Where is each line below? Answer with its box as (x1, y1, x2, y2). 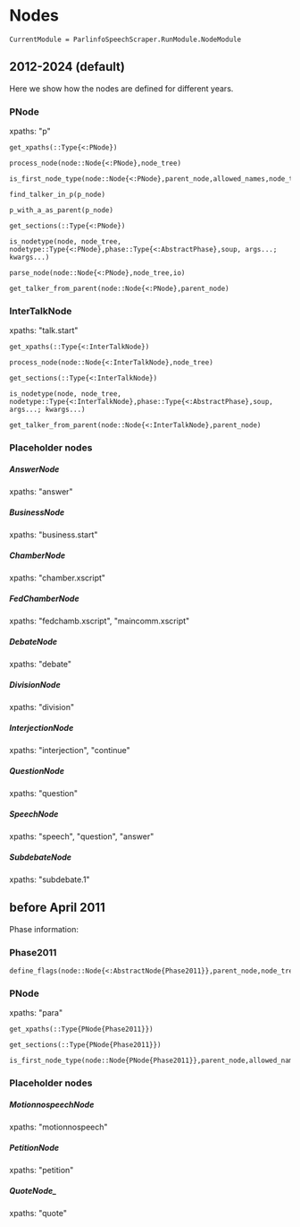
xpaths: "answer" (9, 486, 73, 497)
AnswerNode (9, 463, 60, 475)
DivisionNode (9, 679, 61, 690)
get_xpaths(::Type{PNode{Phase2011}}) (9, 1025, 154, 1034)
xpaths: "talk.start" (9, 325, 79, 336)
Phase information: (9, 923, 79, 934)
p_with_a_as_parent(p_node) (9, 206, 114, 215)
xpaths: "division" (9, 702, 74, 713)
